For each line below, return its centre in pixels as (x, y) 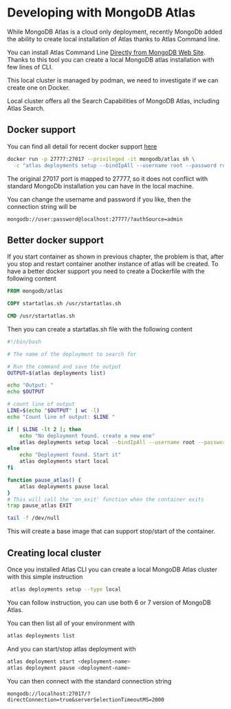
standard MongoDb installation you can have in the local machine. (100, 186)
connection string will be (42, 206)
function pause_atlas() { (44, 480)
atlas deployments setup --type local (66, 589)
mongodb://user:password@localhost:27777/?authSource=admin (95, 219)
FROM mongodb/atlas (35, 291)
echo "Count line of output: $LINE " (61, 417)
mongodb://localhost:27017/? (49, 694)
